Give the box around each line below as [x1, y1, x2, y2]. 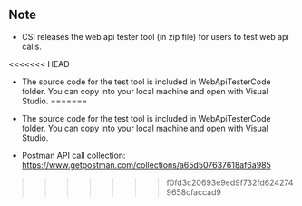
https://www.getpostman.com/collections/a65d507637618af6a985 [21, 159, 271, 171]
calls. [21, 41, 42, 52]
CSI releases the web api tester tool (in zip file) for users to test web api [21, 31, 289, 42]
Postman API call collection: [21, 150, 126, 161]
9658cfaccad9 [166, 186, 221, 198]
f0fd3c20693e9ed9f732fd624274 [166, 177, 294, 188]
